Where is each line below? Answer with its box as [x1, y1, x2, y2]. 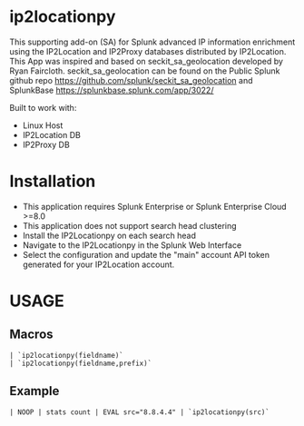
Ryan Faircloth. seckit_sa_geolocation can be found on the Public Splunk [9, 65, 280, 76]
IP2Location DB [22, 129, 82, 140]
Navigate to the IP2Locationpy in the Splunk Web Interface [22, 239, 242, 251]
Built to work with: [9, 102, 77, 113]
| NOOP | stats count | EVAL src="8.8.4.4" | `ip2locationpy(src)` [9, 407, 270, 417]
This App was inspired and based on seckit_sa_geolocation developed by [9, 55, 284, 66]
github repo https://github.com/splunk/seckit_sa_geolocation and [9, 74, 253, 85]
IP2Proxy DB [22, 139, 70, 150]
